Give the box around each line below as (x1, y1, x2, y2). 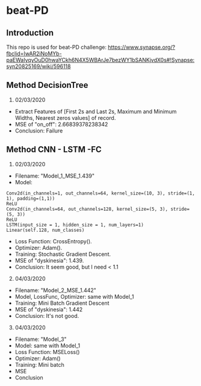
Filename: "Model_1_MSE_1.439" (14, 172, 95, 179)
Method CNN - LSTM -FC (6, 145, 102, 155)
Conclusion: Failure (14, 127, 63, 134)
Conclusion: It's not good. (14, 312, 79, 319)
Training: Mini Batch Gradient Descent (14, 299, 110, 307)
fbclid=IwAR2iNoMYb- (6, 50, 62, 57)
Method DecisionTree (6, 80, 88, 90)
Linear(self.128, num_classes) (6, 227, 85, 233)
